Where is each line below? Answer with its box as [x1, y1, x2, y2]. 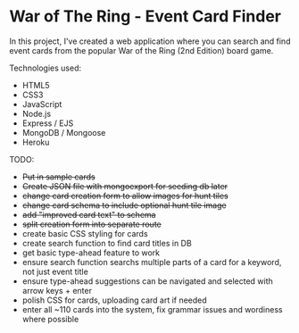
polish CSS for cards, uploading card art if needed [21, 295, 207, 305]
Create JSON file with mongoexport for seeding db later [21, 180, 228, 191]
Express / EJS [21, 118, 74, 129]
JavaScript [21, 98, 62, 109]
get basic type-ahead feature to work [21, 247, 161, 258]
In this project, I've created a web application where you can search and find [9, 36, 291, 46]
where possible [21, 313, 79, 324]
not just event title [21, 266, 89, 277]
